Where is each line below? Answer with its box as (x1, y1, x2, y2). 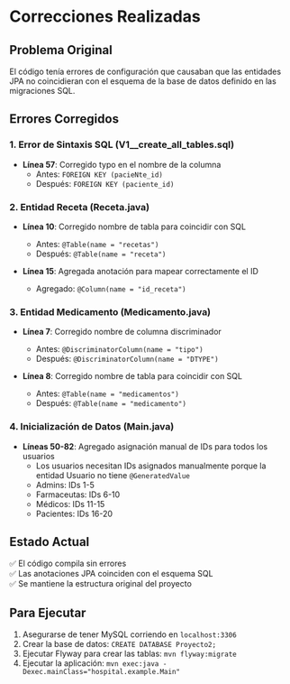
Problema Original (9, 42, 113, 58)
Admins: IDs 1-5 (35, 479, 95, 490)
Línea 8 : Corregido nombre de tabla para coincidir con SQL (22, 371, 243, 382)
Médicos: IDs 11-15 (35, 498, 105, 509)
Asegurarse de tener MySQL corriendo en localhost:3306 (22, 629, 237, 640)
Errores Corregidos (9, 111, 120, 127)
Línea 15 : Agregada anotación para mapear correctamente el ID (22, 265, 259, 276)
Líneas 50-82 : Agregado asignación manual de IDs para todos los (22, 440, 268, 452)
